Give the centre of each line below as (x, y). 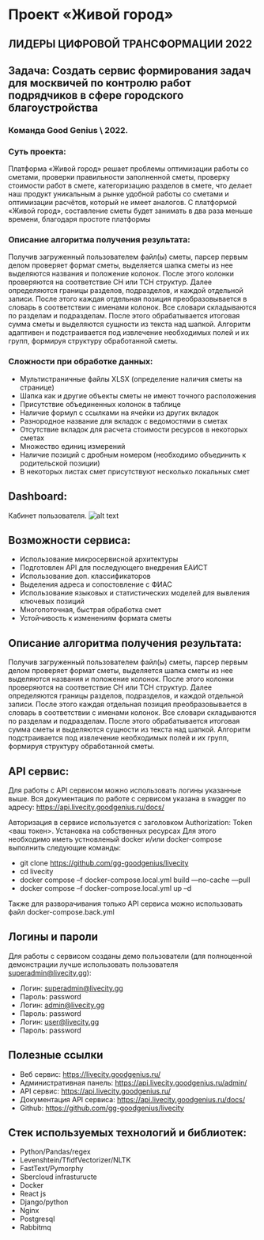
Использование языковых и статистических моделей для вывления (135, 593)
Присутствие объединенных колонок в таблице (100, 404)
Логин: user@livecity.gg (59, 1021)
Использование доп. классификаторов (85, 576)
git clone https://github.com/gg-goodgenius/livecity (104, 863)
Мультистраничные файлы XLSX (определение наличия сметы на (131, 378)
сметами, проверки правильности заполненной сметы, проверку (119, 177)
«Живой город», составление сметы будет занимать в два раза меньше (130, 211)
